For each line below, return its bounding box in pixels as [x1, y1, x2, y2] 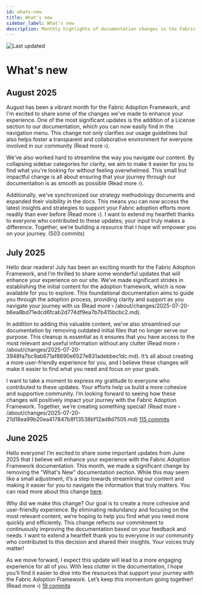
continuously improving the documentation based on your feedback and [6, 525, 186, 533]
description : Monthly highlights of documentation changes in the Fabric [6, 25, 197, 32]
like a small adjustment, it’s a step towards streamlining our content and [6, 475, 184, 482]
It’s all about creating [141, 352, 194, 360]
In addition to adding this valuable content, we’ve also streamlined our [6, 320, 181, 327]
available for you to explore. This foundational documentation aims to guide [6, 289, 195, 297]
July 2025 [6, 248, 45, 258]
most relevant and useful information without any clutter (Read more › [6, 340, 180, 347]
